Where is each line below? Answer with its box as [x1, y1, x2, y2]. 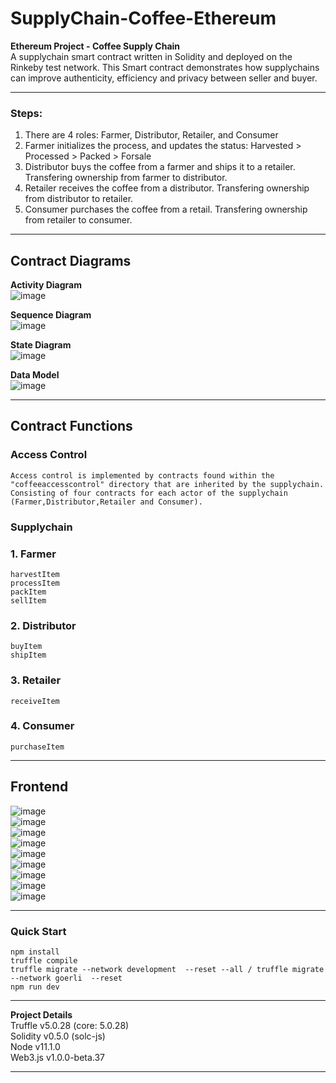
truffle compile [10, 955, 78, 966]
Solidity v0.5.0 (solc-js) [10, 1030, 106, 1042]
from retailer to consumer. [24, 214, 133, 226]
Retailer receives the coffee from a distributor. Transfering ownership [24, 182, 310, 194]
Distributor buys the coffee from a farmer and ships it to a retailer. [24, 161, 296, 173]
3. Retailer [10, 673, 62, 687]
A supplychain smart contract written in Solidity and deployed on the [10, 50, 293, 62]
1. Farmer [10, 547, 57, 561]
